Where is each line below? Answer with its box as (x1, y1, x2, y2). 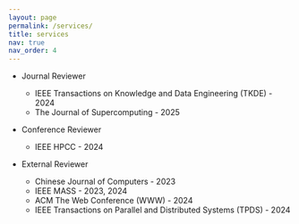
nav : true (8, 37, 46, 47)
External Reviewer (21, 159, 89, 170)
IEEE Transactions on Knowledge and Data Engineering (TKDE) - (34, 88, 273, 99)
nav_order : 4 (8, 46, 57, 55)
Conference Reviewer (21, 124, 102, 135)
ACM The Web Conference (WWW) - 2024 (34, 195, 193, 206)
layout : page (8, 12, 57, 22)
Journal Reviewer (21, 71, 86, 81)
